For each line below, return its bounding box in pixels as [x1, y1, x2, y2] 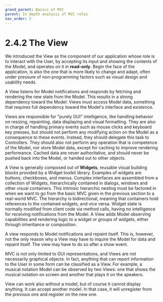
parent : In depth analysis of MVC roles [5, 12, 89, 17]
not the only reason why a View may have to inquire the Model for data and [5, 236, 156, 242]
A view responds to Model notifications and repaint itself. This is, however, [5, 231, 154, 237]
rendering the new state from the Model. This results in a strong [5, 94, 133, 100]
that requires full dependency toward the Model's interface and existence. [5, 104, 154, 110]
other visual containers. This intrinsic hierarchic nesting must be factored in [5, 185, 157, 191]
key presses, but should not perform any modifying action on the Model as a [5, 129, 158, 135]
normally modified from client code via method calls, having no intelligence [5, 206, 156, 212]
